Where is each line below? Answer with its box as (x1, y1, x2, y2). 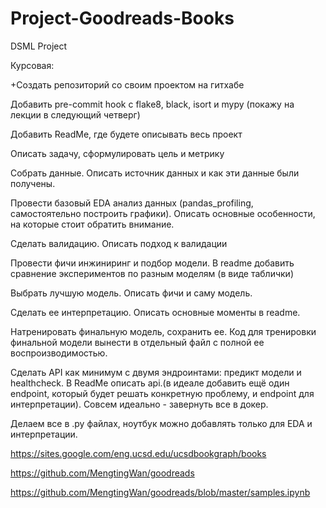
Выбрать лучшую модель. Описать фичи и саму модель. (10, 287, 253, 299)
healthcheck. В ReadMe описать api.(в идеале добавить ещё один (10, 377, 290, 389)
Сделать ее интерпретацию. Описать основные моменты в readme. (10, 306, 301, 318)
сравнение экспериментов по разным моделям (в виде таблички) (10, 267, 294, 279)
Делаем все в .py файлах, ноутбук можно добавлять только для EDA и (10, 417, 313, 429)
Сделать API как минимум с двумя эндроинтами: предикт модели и (10, 366, 302, 378)
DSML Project (10, 40, 68, 52)
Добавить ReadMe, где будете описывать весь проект (10, 128, 243, 140)
